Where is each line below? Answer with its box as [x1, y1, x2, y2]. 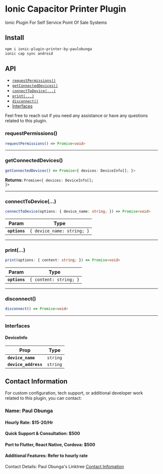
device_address [7, 362, 43, 367]
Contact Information [5, 377, 68, 385]
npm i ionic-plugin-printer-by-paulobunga [5, 46, 92, 52]
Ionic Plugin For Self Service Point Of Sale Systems [5, 19, 107, 25]
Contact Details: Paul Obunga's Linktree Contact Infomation [5, 464, 125, 470]
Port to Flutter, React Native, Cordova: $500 [5, 441, 96, 447]
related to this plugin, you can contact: [5, 395, 82, 401]
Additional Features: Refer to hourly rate [5, 453, 88, 458]
